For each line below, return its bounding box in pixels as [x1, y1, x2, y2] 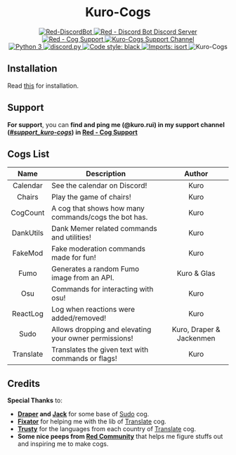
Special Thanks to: [7, 396, 63, 404]
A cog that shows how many [51, 204, 145, 213]
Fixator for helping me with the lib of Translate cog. [17, 417, 166, 426]
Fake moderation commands [51, 244, 146, 253]
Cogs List [7, 148, 50, 160]
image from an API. [51, 273, 114, 283]
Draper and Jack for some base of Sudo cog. [17, 410, 150, 418]
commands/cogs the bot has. [51, 212, 148, 222]
